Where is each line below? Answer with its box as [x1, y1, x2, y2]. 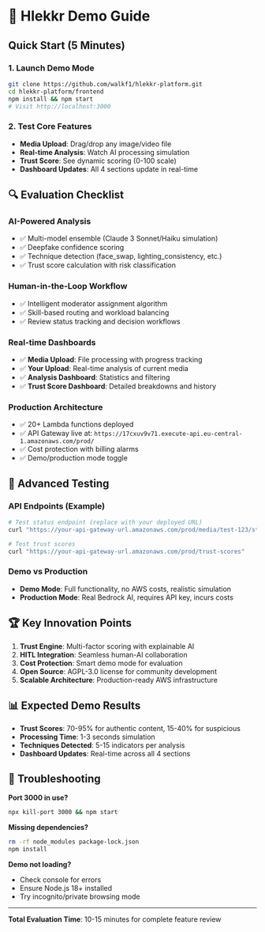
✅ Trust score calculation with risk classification [19, 260, 176, 270]
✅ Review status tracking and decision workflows [19, 316, 181, 326]
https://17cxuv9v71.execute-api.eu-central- [94, 430, 243, 438]
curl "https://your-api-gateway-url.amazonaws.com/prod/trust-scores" [8, 547, 245, 555]
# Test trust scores [8, 540, 77, 548]
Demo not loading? [8, 859, 72, 869]
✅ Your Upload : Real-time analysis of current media [19, 363, 189, 373]
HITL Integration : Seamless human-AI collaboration [19, 650, 188, 659]
